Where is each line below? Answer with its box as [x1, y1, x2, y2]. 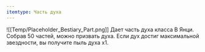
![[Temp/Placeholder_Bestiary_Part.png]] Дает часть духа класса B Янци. [6, 26, 195, 33]
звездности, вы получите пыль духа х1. [6, 39, 109, 46]
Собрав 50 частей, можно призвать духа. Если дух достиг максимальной [6, 32, 199, 40]
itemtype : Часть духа [6, 9, 62, 15]
